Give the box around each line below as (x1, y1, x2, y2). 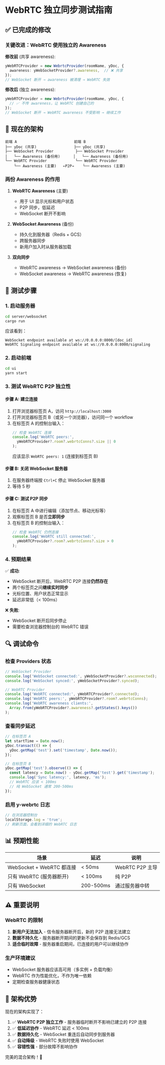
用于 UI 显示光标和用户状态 (19, 198, 74, 204)
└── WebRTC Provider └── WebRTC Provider (5, 158, 118, 163)
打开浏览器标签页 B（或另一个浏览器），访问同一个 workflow (12, 414, 134, 420)
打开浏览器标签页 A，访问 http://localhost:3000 (12, 408, 111, 414)
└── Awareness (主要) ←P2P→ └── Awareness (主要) (14, 163, 126, 169)
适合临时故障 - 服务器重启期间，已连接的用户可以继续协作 (12, 941, 129, 947)
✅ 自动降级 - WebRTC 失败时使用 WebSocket (12, 1037, 104, 1043)
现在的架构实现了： (5, 1008, 44, 1015)
